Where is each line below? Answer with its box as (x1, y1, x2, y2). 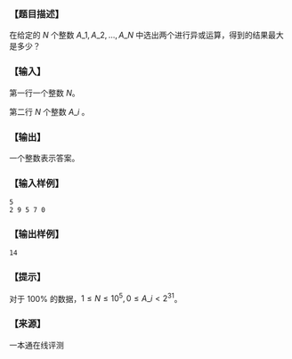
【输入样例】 (9, 176, 65, 189)
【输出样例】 (9, 228, 65, 241)
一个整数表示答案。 (9, 152, 80, 163)
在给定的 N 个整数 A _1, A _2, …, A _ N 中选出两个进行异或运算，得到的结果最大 (9, 29, 284, 41)
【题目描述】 (9, 7, 65, 20)
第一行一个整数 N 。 (9, 87, 80, 98)
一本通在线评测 (9, 339, 64, 350)
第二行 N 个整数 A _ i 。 (9, 106, 90, 117)
